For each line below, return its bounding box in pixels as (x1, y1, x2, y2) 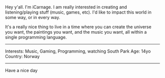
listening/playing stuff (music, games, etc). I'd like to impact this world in (5, 9, 152, 15)
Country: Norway (5, 54, 40, 59)
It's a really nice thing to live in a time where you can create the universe (5, 24, 152, 30)
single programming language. (5, 34, 67, 40)
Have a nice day (5, 68, 38, 73)
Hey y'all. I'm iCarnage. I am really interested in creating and (5, 4, 127, 10)
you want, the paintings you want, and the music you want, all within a (5, 29, 147, 35)
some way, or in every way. (5, 15, 60, 20)
